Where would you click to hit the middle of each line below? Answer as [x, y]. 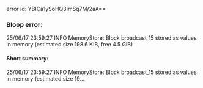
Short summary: [28, 58]
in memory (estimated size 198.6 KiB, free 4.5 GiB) [70, 45]
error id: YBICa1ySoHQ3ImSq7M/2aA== [56, 9]
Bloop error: [24, 24]
